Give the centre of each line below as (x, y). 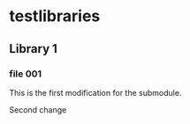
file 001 (26, 74)
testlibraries (55, 16)
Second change (38, 109)
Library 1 (33, 49)
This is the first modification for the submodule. (95, 92)
